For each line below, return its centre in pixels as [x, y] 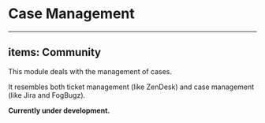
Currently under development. [59, 110]
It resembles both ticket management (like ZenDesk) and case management [131, 87]
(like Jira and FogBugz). [47, 95]
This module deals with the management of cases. [90, 71]
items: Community [54, 52]
